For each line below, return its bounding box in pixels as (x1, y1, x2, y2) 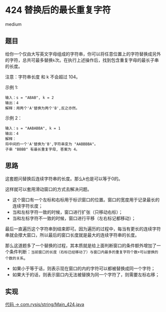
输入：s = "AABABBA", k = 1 (5, 126, 61, 131)
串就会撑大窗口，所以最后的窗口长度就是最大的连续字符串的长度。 (5, 232, 139, 238)
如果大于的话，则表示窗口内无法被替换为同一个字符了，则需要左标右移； (12, 271, 160, 277)
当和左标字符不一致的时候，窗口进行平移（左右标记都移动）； (12, 215, 136, 221)
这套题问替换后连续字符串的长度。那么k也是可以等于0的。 (5, 175, 123, 181)
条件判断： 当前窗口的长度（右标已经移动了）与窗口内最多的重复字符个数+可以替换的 (9, 249, 159, 255)
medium (5, 21, 22, 27)
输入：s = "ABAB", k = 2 (5, 95, 54, 100)
